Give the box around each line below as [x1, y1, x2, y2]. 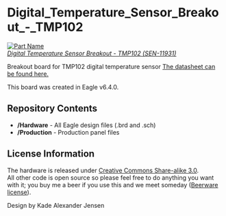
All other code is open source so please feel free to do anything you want [7, 173, 214, 182]
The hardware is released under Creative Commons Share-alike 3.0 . [7, 166, 199, 174]
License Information [7, 148, 95, 160]
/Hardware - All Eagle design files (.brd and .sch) [16, 121, 156, 129]
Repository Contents [7, 103, 98, 114]
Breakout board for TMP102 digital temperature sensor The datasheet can [7, 62, 216, 70]
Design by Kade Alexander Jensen [7, 201, 105, 209]
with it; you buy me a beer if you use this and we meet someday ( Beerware [7, 180, 218, 189]
